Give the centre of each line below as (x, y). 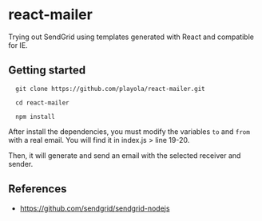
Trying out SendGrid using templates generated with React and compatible (131, 37)
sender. (21, 164)
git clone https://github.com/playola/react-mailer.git (110, 89)
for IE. (18, 45)
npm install (36, 116)
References (38, 189)
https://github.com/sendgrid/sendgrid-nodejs (95, 208)
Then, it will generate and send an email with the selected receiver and (125, 155)
